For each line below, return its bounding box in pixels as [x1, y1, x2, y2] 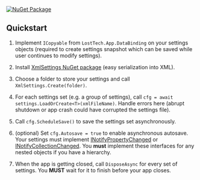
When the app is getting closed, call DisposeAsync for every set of [14, 160, 178, 167]
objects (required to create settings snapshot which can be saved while [14, 45, 193, 52]
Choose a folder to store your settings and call [14, 75, 131, 82]
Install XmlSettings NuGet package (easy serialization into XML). [14, 63, 175, 70]
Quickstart [6, 23, 48, 33]
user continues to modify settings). [14, 52, 102, 59]
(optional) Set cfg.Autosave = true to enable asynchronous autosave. [14, 129, 189, 137]
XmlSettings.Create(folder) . [14, 81, 87, 88]
